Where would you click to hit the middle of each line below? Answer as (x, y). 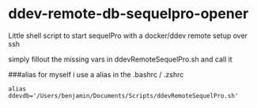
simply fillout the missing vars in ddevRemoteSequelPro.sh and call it (120, 59)
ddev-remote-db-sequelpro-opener (128, 14)
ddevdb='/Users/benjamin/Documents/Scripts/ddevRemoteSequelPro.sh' (123, 95)
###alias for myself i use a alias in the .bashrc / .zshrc (96, 74)
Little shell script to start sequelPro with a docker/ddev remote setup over (128, 35)
